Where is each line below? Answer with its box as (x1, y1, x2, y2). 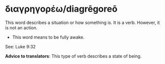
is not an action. (5, 24, 38, 30)
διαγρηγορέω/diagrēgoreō (5, 3, 118, 15)
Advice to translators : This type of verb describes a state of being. (5, 53, 142, 59)
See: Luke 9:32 (5, 43, 36, 49)
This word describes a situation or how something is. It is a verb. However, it (5, 20, 160, 25)
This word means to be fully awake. (12, 34, 85, 40)
